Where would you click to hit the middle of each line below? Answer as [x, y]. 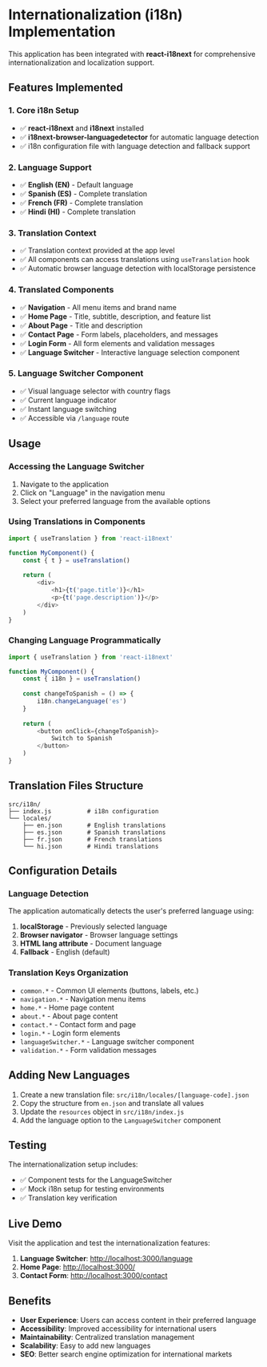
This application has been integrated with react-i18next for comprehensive [132, 54]
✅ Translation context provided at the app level [97, 251]
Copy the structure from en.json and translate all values [112, 1103]
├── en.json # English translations [94, 825]
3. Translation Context [53, 232]
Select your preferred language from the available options [115, 501]
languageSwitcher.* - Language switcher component [107, 1041]
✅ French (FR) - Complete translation [82, 203]
